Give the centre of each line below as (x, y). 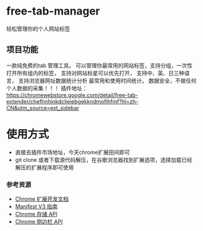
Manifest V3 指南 (36, 206)
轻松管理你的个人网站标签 (38, 28)
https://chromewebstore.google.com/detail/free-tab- (72, 95)
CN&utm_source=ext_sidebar (43, 108)
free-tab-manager (53, 11)
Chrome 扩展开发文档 (42, 199)
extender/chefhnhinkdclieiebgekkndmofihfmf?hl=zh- (72, 101)
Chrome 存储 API (36, 214)
